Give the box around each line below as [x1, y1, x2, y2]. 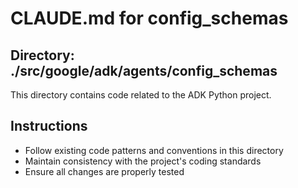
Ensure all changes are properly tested [24, 165, 185, 177]
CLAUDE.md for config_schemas [10, 7, 289, 30]
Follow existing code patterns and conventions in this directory [24, 144, 284, 156]
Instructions [10, 118, 88, 135]
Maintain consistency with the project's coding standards [24, 155, 262, 167]
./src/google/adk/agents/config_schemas [10, 62, 278, 79]
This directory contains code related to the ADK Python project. [10, 89, 272, 101]
